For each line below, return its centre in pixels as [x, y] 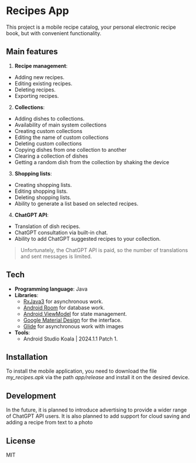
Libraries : [26, 295]
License [21, 441]
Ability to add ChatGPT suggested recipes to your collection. [87, 239]
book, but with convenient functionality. [54, 33]
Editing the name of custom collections [61, 137]
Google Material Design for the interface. [72, 320]
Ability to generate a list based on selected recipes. [76, 203]
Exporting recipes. [37, 96]
